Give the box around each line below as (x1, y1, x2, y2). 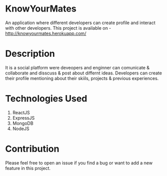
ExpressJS (12, 115, 35, 121)
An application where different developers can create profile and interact (5, 20, 155, 26)
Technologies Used (5, 93, 88, 105)
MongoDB (12, 120, 34, 126)
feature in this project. (5, 165, 51, 171)
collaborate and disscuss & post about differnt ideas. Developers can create (5, 70, 162, 76)
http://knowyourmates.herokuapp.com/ (5, 30, 87, 36)
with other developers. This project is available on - (5, 25, 111, 31)
